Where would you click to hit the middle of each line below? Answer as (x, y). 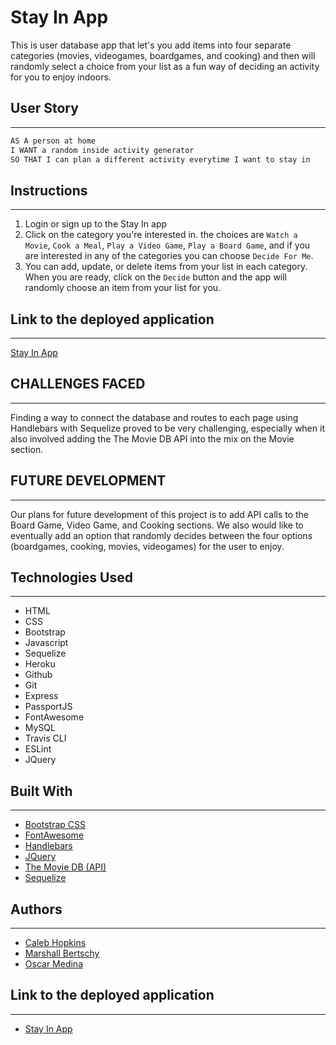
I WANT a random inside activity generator (102, 150)
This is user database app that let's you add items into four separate (151, 45)
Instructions (49, 190)
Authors (36, 909)
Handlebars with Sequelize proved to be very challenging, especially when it (167, 428)
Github (38, 675)
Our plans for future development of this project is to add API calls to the (160, 514)
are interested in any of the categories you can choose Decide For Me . (169, 256)
